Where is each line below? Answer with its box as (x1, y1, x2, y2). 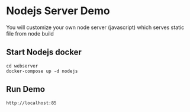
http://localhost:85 (6, 100, 57, 106)
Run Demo (6, 84, 46, 94)
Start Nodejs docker (6, 47, 82, 57)
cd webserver (6, 63, 38, 69)
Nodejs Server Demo (6, 4, 111, 18)
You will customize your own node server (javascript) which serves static (6, 24, 185, 31)
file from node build (6, 30, 54, 37)
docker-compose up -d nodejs (6, 68, 78, 74)
